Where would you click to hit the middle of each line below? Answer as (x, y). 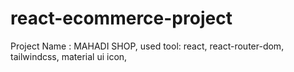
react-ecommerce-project (121, 18)
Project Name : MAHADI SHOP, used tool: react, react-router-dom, (147, 46)
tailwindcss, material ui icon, (69, 56)
